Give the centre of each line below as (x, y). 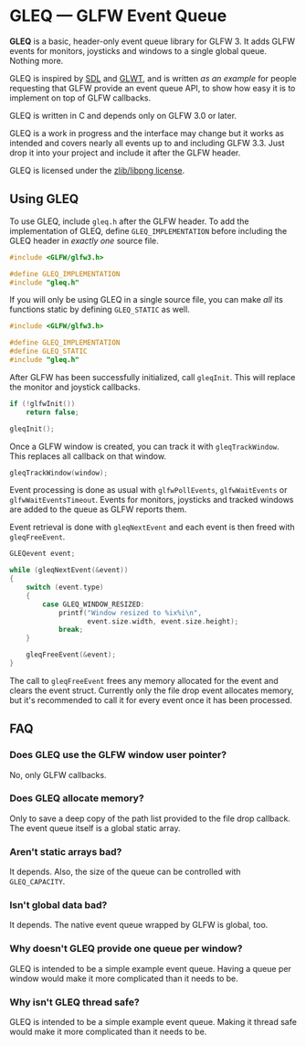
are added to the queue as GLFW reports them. (98, 509)
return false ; (53, 412)
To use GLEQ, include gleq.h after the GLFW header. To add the (129, 221)
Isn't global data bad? (58, 905)
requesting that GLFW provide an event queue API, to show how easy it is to (153, 88)
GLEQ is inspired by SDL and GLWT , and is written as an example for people (153, 78)
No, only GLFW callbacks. (58, 774)
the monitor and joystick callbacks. (75, 387)
